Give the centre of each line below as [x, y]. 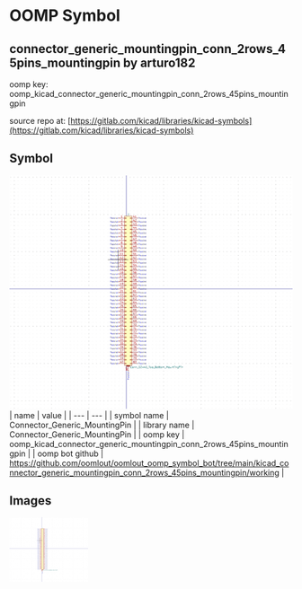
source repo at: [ [40, 121]
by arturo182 [159, 62]
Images [31, 501]
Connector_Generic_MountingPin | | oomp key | [97, 434]
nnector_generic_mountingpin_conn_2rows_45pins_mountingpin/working [145, 472]
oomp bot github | [71, 453]
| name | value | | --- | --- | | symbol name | [89, 415]
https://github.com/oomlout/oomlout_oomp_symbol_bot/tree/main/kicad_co [149, 462]
